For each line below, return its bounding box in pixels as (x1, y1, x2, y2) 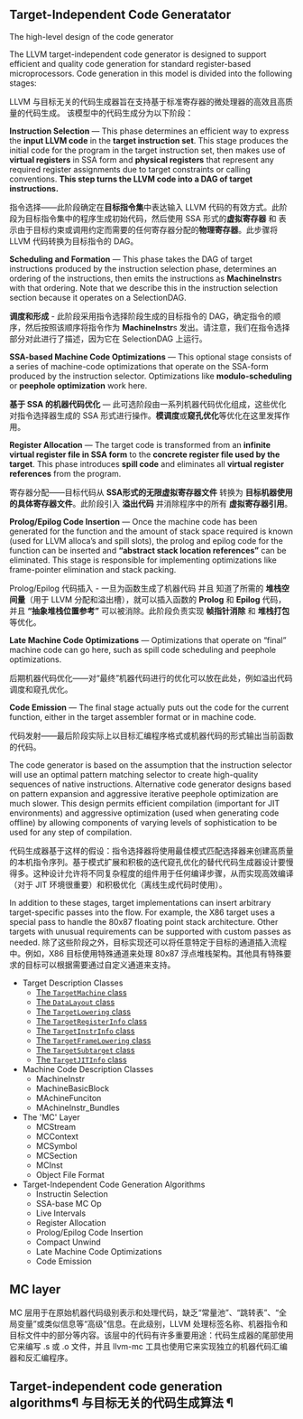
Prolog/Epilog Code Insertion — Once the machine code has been (9, 516, 258, 527)
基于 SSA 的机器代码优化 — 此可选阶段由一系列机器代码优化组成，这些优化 (9, 398, 287, 409)
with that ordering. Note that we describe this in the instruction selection (9, 282, 278, 293)
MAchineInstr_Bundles (35, 1102, 120, 1113)
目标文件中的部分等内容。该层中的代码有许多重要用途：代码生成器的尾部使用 (9, 1330, 294, 1340)
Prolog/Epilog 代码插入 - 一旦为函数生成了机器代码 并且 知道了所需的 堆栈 (9, 583, 282, 593)
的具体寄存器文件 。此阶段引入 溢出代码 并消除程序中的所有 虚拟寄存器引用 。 (9, 498, 293, 509)
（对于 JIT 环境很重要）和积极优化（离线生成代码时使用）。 (9, 879, 227, 890)
